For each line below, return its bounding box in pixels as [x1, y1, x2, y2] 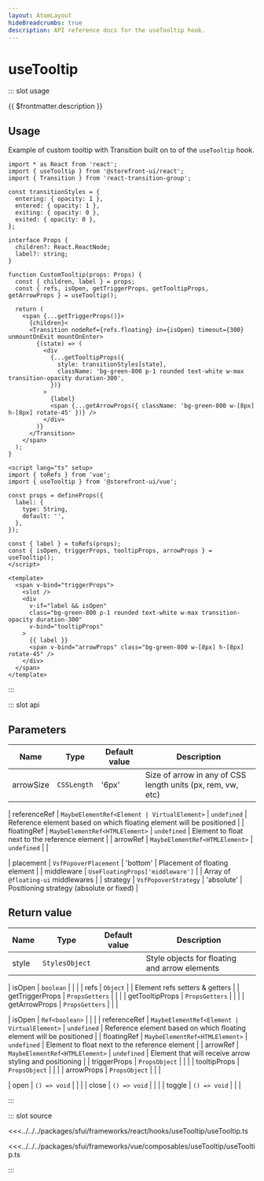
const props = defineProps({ [8, 492, 104, 500]
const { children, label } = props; [15, 278, 135, 286]
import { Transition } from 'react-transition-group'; [8, 174, 192, 182]
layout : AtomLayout [8, 11, 72, 20]
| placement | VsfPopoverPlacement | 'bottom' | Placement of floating [8, 858, 229, 867]
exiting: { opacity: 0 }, [15, 209, 101, 217]
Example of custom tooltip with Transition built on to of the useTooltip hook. [8, 145, 255, 155]
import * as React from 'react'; [8, 161, 118, 169]
